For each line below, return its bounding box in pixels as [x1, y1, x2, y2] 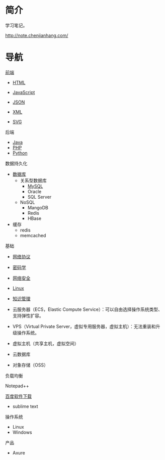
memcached [20, 232, 46, 238]
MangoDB [27, 204, 49, 210]
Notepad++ [5, 383, 29, 389]
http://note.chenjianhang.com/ [5, 32, 68, 38]
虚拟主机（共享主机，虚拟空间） [12, 340, 79, 346]
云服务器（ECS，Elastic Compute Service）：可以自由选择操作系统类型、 [12, 306, 162, 312]
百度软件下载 [5, 393, 32, 399]
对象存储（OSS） [12, 362, 49, 368]
